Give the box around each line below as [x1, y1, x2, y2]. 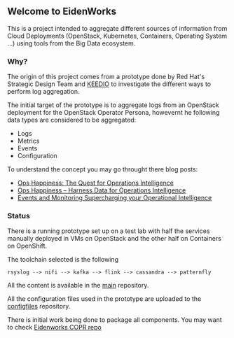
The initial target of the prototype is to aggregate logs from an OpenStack [7, 101, 219, 109]
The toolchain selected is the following [7, 255, 119, 264]
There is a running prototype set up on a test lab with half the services [7, 227, 210, 235]
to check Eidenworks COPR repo [7, 323, 102, 332]
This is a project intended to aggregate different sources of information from [7, 24, 228, 32]
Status [7, 211, 30, 221]
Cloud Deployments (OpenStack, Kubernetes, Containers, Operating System [7, 31, 228, 40]
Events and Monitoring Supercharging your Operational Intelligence [17, 194, 212, 202]
